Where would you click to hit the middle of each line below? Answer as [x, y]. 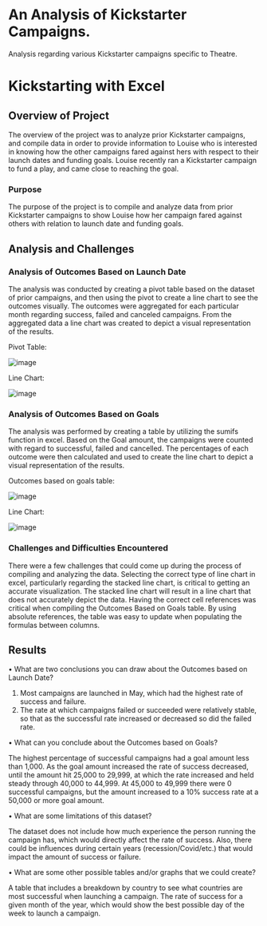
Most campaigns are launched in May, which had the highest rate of [131, 694]
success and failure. [53, 701]
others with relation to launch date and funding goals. [96, 224]
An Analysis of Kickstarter [98, 15]
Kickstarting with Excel [86, 86]
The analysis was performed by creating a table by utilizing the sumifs [124, 431]
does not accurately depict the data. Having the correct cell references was [132, 599]
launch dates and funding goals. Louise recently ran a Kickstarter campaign [133, 160]
